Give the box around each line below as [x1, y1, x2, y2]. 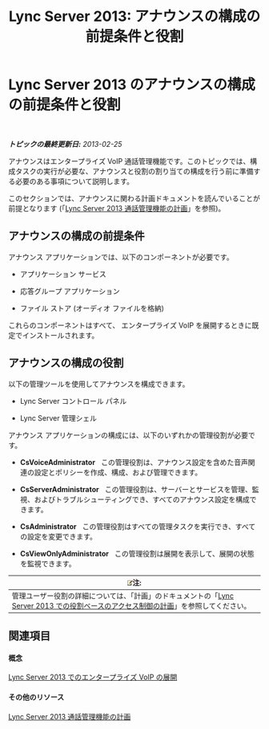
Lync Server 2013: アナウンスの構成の [8, 7, 261, 26]
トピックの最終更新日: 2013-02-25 [8, 139, 122, 149]
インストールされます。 [22, 330, 99, 340]
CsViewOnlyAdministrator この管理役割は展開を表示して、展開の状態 [19, 548, 255, 558]
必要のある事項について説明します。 [14, 176, 134, 185]
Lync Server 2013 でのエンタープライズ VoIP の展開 [8, 672, 178, 682]
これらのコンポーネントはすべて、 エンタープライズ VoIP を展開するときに [8, 320, 252, 330]
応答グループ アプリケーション [19, 286, 120, 295]
